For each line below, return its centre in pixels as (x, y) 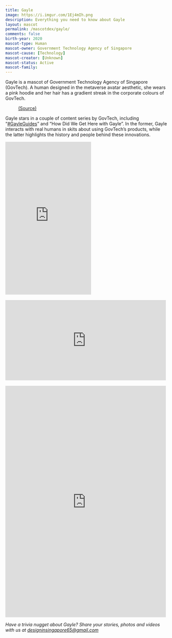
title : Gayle (19, 10)
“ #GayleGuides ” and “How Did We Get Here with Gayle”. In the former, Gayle (86, 124)
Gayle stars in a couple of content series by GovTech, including (72, 118)
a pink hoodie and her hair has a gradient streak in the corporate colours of (85, 93)
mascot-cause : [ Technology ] (35, 53)
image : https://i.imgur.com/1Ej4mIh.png (49, 15)
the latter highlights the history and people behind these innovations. (78, 135)
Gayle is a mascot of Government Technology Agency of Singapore (77, 82)
